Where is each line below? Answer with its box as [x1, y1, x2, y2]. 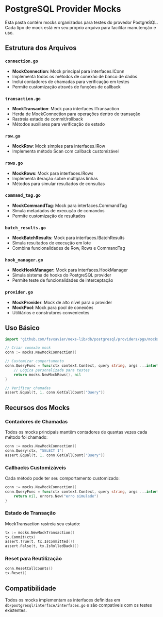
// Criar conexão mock [5, 345, 51, 350]
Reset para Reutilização [5, 555, 62, 562]
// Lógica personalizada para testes [14, 368, 90, 373]
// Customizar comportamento [5, 359, 64, 364]
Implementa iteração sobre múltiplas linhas [12, 175, 98, 181]
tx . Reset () [5, 571, 27, 576]
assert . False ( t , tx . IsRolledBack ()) [5, 544, 79, 548]
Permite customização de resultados [12, 213, 86, 219]
